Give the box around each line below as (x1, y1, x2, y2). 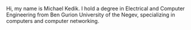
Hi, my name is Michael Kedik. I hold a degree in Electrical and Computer (6, 5, 185, 12)
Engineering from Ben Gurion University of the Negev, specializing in (6, 11, 175, 18)
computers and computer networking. (6, 18, 100, 24)
